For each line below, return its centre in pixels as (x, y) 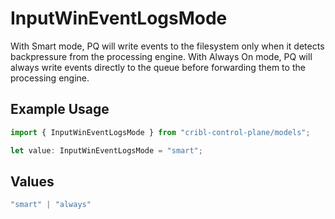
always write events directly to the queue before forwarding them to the (158, 67)
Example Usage (60, 109)
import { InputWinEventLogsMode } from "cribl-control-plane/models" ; (160, 132)
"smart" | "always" (51, 205)
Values (32, 181)
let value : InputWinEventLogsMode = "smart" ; (106, 150)
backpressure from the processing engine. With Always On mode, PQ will (161, 56)
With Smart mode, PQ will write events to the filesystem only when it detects (167, 46)
